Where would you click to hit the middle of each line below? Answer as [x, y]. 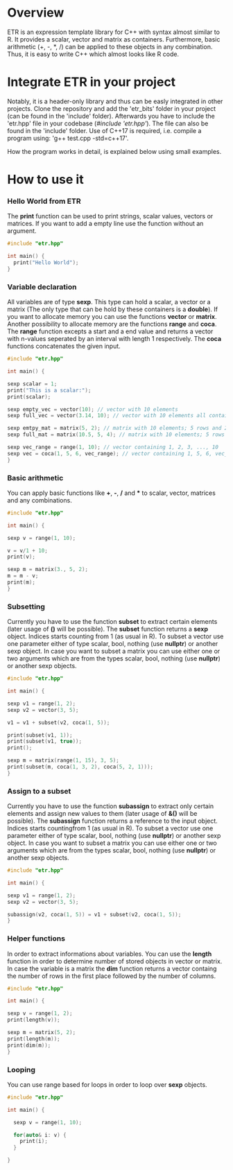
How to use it [46, 180]
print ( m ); [21, 583]
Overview [36, 13]
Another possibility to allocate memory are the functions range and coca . [112, 324]
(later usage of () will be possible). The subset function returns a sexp [107, 629]
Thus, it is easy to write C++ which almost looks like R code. [93, 54]
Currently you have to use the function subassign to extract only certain [111, 806]
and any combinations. [40, 500]
